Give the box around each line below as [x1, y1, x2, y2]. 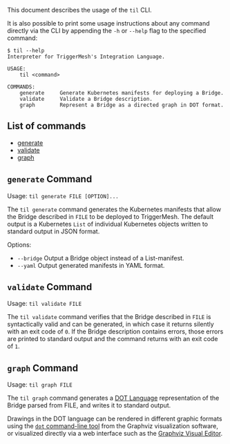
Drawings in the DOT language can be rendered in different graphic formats [7, 414, 222, 423]
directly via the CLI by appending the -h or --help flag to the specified [7, 27, 207, 35]
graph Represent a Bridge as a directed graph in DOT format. [19, 102, 224, 108]
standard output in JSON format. [7, 227, 100, 235]
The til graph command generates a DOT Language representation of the [7, 394, 220, 403]
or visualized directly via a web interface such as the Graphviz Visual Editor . [7, 429, 223, 438]
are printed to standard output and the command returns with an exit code [7, 335, 218, 343]
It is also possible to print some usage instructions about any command [7, 19, 210, 27]
